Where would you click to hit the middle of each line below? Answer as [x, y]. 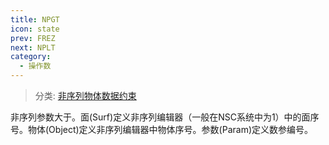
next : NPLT [33, 47]
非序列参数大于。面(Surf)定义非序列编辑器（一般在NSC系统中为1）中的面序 [165, 117]
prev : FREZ [33, 38]
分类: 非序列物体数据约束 [85, 95]
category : [31, 57]
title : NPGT [35, 19]
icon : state [35, 29]
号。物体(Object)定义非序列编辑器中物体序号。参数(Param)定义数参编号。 [162, 129]
